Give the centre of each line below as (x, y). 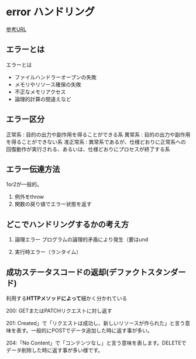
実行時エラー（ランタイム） (48, 252)
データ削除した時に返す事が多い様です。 (55, 350)
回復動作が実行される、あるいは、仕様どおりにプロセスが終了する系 (88, 149)
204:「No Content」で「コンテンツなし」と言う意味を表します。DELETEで (96, 343)
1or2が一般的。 (24, 184)
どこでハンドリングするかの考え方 (68, 224)
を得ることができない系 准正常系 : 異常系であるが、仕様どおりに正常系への (96, 141)
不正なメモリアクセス (40, 92)
